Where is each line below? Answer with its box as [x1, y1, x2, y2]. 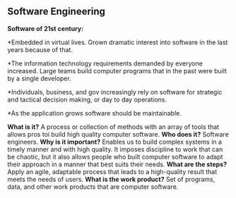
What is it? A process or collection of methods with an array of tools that [7, 123, 220, 131]
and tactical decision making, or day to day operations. [7, 95, 167, 104]
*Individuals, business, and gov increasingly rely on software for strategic [7, 87, 223, 96]
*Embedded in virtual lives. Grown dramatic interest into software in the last [7, 38, 228, 47]
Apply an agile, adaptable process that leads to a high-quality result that [7, 167, 218, 175]
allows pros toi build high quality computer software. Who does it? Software [7, 130, 230, 138]
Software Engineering [7, 6, 106, 18]
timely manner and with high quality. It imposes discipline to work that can [7, 144, 223, 154]
